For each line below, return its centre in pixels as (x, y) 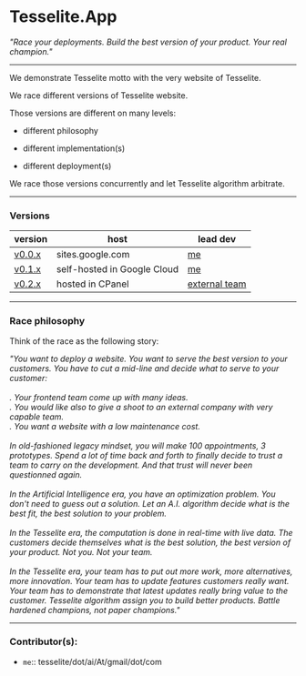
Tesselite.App (63, 17)
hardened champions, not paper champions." (95, 610)
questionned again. (46, 474)
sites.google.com (93, 255)
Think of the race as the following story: (84, 341)
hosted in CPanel (92, 284)
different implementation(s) (74, 148)
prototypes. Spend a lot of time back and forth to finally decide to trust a (146, 455)
